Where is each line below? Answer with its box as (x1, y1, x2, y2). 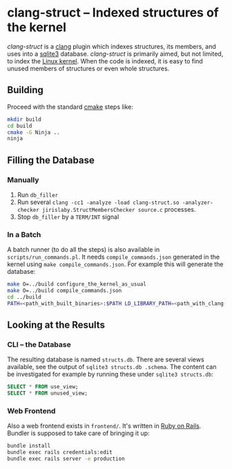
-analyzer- (182, 199, 214, 206)
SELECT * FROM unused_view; (7, 390, 88, 397)
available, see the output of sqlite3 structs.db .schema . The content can (7, 363, 217, 371)
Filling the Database (7, 154, 95, 166)
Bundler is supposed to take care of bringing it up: (7, 429, 150, 437)
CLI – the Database (7, 340, 71, 350)
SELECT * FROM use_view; (7, 383, 79, 390)
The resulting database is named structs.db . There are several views (7, 355, 205, 363)
